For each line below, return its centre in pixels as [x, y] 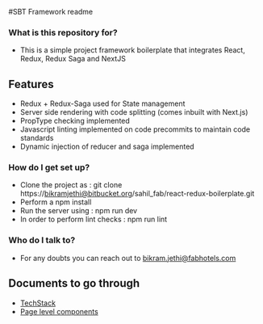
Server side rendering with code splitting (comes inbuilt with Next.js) [134, 112]
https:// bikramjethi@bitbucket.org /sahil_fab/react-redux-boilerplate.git [137, 194]
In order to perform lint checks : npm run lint [94, 219]
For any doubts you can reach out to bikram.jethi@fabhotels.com [128, 258]
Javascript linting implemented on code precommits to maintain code [135, 129]
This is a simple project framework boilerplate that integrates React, [133, 50]
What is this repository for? [63, 32]
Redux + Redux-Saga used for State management [102, 103]
